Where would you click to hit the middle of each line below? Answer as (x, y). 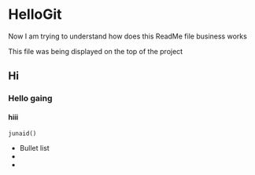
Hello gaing (30, 98)
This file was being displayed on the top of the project (96, 51)
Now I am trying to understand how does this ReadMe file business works (128, 36)
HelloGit (35, 15)
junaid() (22, 134)
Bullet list (34, 148)
